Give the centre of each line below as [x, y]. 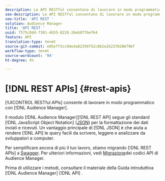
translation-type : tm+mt [30, 42]
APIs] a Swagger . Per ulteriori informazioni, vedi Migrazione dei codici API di [82, 153]
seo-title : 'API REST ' [29, 19]
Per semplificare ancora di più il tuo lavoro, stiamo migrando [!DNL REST [78, 148]
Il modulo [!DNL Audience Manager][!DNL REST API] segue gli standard [77, 117]
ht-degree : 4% [20, 60]
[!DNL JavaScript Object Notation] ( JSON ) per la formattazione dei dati [77, 123]
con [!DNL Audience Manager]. [37, 108]
